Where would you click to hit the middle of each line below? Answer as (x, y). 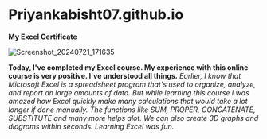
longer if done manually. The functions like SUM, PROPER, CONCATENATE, (132, 110)
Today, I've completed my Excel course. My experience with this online (128, 67)
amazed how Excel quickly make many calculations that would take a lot (128, 101)
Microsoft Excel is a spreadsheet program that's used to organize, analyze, (132, 84)
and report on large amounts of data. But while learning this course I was (129, 92)
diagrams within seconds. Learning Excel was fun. (91, 126)
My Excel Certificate (43, 37)
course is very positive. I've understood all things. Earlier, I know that (125, 75)
